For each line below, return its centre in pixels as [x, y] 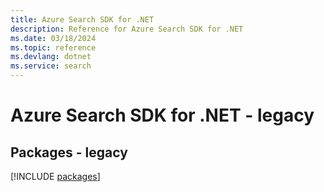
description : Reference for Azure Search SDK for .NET [127, 29]
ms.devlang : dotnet [51, 57]
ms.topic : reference [53, 47]
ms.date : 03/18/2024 [53, 38]
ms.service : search [51, 66]
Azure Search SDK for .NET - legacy [162, 115]
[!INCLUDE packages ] [55, 176]
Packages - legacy [69, 152]
